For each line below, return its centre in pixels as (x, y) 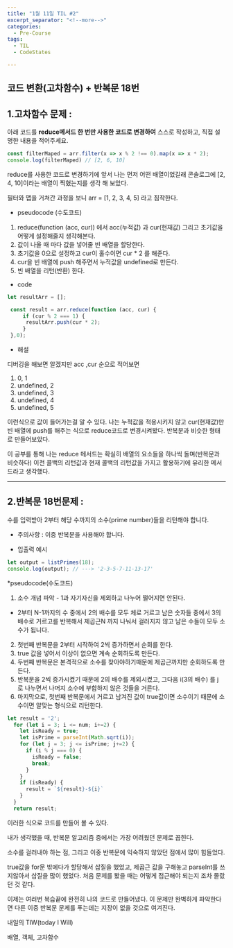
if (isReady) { (42, 783)
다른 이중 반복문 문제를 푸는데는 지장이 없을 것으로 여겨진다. (95, 907)
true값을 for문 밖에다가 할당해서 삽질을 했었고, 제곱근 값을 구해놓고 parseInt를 (113, 867)
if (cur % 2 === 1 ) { (54, 316)
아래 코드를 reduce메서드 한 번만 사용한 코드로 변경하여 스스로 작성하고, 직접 (110, 132)
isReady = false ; (57, 757)
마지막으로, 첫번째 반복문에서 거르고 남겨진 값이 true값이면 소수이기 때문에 (117, 696)
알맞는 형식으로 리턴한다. (69, 705)
